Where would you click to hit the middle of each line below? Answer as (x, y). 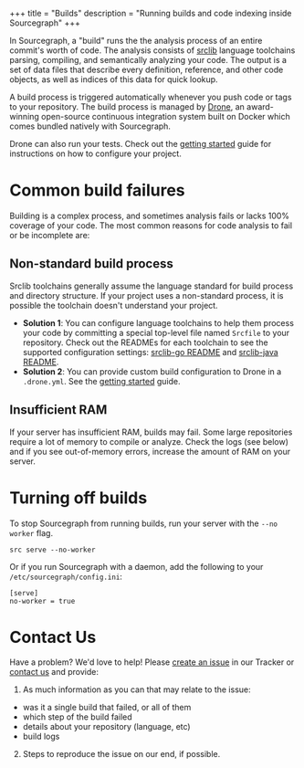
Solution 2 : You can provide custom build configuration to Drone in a (152, 371)
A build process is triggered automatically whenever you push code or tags (151, 97)
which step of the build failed (77, 717)
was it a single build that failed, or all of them (107, 708)
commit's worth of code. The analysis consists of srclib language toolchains (152, 50)
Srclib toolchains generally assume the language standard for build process (152, 286)
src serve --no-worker (52, 550)
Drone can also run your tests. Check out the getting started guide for (141, 144)
